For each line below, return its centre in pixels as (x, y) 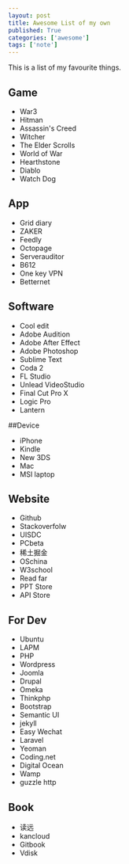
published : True (35, 30)
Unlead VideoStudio (52, 384)
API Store (35, 596)
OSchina (33, 561)
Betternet (35, 281)
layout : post (29, 15)
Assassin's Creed (48, 128)
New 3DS (35, 457)
